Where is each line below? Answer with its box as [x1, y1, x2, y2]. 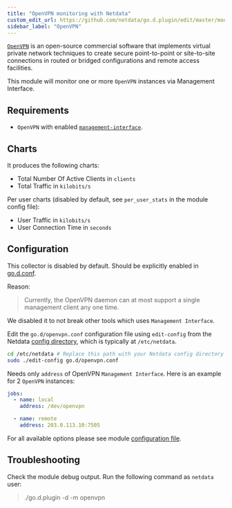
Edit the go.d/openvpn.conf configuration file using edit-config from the [7, 329, 212, 338]
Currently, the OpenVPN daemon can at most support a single [23, 295, 200, 304]
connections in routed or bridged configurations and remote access [7, 57, 200, 65]
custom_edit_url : [7, 17, 57, 23]
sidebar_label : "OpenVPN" [7, 23, 81, 30]
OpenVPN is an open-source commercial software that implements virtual [7, 42, 211, 50]
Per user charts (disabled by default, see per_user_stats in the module [7, 195, 209, 204]
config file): [7, 203, 40, 211]
